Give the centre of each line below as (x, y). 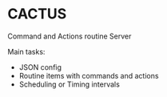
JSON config (40, 67)
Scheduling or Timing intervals (70, 84)
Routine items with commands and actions (89, 75)
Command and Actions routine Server (70, 36)
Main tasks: (26, 51)
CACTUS (37, 14)
